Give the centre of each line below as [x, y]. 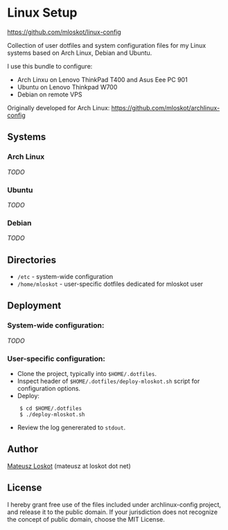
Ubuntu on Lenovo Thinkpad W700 [67, 87]
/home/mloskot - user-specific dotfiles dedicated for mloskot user [110, 284]
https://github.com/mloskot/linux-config [64, 32]
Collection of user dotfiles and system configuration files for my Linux [107, 45]
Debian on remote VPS [50, 94]
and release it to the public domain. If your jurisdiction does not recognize [113, 512]
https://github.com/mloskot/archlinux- [166, 108]
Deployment [34, 306]
